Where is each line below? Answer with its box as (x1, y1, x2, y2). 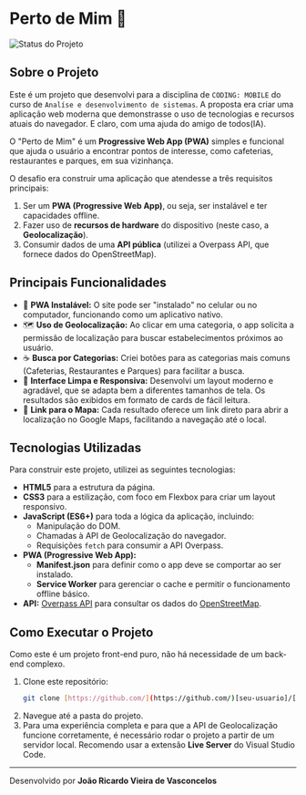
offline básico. (36, 588, 90, 600)
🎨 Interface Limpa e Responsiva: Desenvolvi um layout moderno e (22, 375, 274, 386)
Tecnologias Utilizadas (9, 439, 142, 455)
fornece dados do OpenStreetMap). (22, 248, 157, 259)
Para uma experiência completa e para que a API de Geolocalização (22, 720, 278, 731)
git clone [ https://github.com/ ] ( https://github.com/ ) (22, 694, 236, 703)
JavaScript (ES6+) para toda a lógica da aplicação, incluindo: (22, 511, 255, 522)
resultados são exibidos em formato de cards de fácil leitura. (22, 394, 250, 405)
